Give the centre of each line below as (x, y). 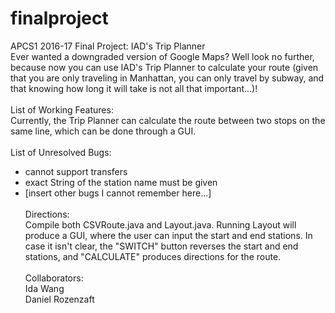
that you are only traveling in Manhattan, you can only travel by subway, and (167, 78)
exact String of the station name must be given (121, 182)
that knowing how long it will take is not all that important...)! (134, 88)
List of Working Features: (62, 109)
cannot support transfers (76, 171)
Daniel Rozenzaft (59, 299)
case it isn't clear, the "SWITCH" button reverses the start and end (161, 246)
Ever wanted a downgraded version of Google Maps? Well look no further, (162, 56)
